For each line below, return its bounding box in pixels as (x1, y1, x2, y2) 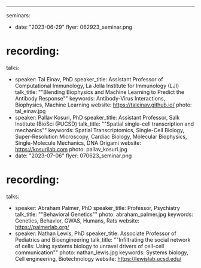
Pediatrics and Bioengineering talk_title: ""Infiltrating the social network (14, 236, 191, 243)
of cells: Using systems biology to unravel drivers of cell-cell (14, 242, 165, 249)
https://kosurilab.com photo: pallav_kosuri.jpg (14, 145, 127, 153)
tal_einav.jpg (14, 107, 46, 114)
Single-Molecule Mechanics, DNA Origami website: (14, 139, 142, 147)
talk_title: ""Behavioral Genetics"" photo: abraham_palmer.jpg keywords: (14, 211, 193, 218)
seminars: (6, 12, 31, 19)
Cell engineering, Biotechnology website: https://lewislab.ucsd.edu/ (14, 255, 182, 262)
